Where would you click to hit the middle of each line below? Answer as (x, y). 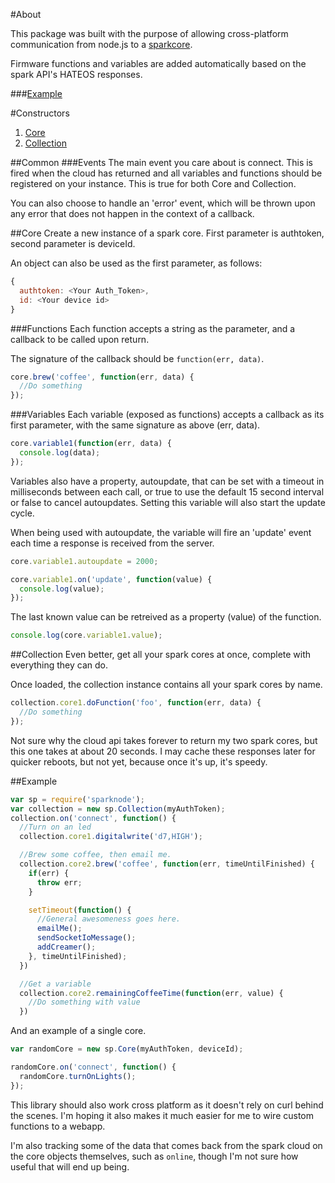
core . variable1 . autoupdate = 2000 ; (84, 561)
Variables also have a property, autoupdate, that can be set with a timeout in (167, 481)
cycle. (22, 513)
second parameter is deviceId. (73, 243)
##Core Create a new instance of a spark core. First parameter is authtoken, (167, 233)
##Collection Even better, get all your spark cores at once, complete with (161, 655)
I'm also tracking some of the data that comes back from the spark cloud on (166, 1145)
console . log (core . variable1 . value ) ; (86, 635)
